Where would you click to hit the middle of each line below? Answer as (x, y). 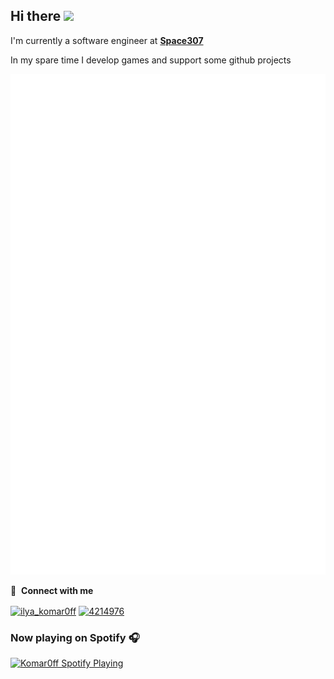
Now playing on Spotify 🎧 (75, 637)
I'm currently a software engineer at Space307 (107, 40)
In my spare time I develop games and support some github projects (151, 60)
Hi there (36, 16)
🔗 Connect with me (52, 591)
